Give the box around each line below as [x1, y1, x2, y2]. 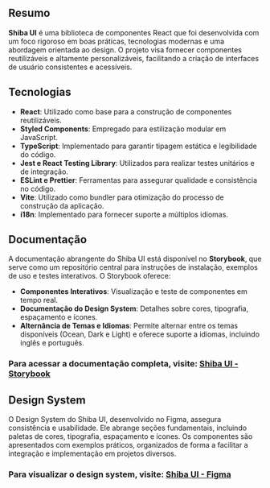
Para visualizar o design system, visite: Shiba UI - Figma [8, 469, 231, 480]
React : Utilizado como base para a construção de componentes [19, 106, 232, 116]
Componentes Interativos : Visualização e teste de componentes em [19, 287, 247, 296]
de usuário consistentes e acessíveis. [8, 62, 133, 72]
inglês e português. [19, 338, 84, 348]
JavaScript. [19, 132, 59, 142]
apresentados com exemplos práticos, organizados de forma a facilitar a [8, 440, 248, 450]
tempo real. [19, 296, 59, 305]
